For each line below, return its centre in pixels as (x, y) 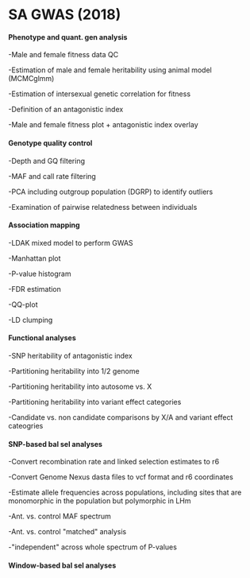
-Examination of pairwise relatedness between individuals (103, 207)
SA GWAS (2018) (65, 15)
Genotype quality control (50, 143)
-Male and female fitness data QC (63, 55)
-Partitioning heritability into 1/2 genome (74, 371)
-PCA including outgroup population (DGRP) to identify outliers (111, 192)
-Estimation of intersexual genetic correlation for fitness (100, 94)
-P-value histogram (40, 273)
